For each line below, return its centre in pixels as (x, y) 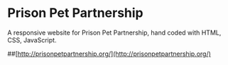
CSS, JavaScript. (32, 40)
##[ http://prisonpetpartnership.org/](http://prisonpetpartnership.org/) (109, 54)
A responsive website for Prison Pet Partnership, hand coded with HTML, (114, 32)
